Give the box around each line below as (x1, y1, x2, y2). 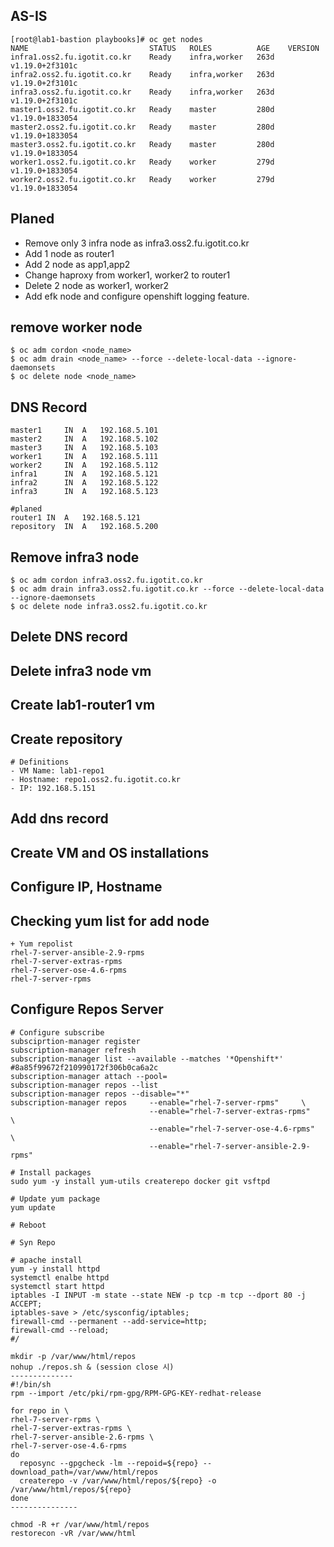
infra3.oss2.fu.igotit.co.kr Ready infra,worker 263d (10, 87, 275, 97)
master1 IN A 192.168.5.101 (10, 425, 159, 436)
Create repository (10, 730, 123, 748)
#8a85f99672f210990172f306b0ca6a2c (10, 1062, 159, 1073)
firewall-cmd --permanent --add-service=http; (10, 1316, 208, 1326)
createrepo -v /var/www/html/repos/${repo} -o (19, 1475, 217, 1486)
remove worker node (10, 319, 143, 336)
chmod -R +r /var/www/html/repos (10, 1519, 150, 1529)
